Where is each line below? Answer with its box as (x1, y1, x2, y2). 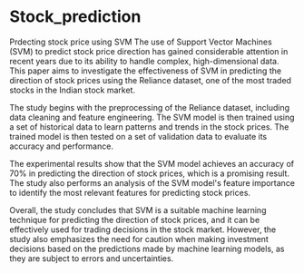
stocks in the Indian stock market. (9, 84, 136, 95)
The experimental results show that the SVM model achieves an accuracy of (9, 158, 295, 169)
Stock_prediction (9, 6, 142, 27)
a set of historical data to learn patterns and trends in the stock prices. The (9, 121, 289, 132)
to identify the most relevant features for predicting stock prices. (9, 187, 251, 198)
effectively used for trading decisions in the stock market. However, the (9, 224, 277, 235)
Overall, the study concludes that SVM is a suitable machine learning (9, 204, 267, 215)
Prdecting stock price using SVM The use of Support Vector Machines (9, 36, 272, 47)
